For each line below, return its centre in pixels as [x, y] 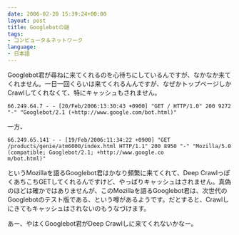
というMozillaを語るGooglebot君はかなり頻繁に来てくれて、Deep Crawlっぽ [119, 172]
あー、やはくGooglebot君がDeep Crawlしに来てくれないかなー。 [102, 223]
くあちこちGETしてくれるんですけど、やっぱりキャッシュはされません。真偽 [119, 182]
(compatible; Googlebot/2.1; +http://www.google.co [86, 152]
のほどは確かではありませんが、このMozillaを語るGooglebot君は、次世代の [117, 190]
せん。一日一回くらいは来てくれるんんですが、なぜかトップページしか [129, 83]
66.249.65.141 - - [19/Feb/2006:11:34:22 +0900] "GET [89, 140]
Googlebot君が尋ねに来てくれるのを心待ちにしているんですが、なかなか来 [116, 75]
